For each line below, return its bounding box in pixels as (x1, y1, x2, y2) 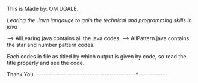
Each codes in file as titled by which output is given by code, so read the (7, 53, 187, 60)
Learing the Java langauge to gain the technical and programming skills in (7, 17, 192, 23)
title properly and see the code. (7, 60, 85, 66)
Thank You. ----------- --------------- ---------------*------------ (7, 71, 168, 78)
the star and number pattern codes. (7, 41, 95, 48)
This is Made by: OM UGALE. (7, 5, 79, 12)
